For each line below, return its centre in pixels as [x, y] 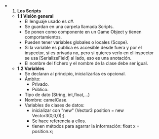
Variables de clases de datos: [55, 105]
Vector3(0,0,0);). [49, 116]
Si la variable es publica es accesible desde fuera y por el [83, 48]
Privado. [40, 84]
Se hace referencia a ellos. [59, 121]
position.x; [42, 131]
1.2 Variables [31, 69]
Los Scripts [29, 11]
